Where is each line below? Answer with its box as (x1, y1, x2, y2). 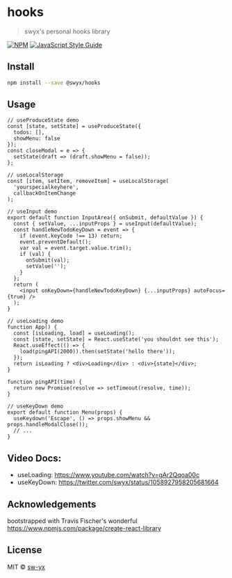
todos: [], (13, 129, 45, 136)
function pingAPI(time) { (7, 378, 82, 386)
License (7, 544, 42, 556)
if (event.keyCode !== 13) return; (19, 232, 123, 240)
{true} (7, 294, 26, 300)
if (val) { (19, 251, 51, 258)
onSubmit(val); (25, 257, 70, 264)
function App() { (7, 324, 58, 331)
